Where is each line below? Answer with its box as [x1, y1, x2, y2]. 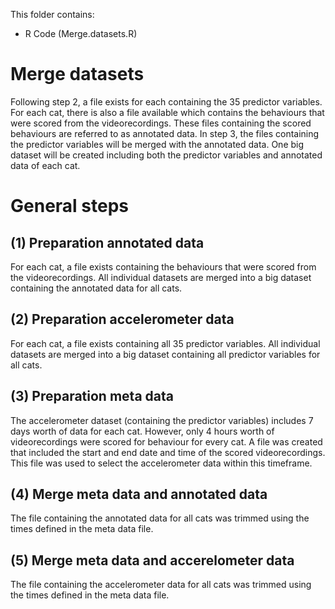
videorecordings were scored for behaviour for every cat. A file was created [10, 435, 323, 448]
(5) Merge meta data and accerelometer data [10, 552, 295, 569]
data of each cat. [10, 159, 81, 171]
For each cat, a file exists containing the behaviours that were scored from [10, 260, 317, 273]
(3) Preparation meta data [10, 388, 174, 405]
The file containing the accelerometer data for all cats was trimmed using [10, 579, 312, 591]
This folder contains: [10, 9, 95, 20]
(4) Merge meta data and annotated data [10, 485, 268, 503]
